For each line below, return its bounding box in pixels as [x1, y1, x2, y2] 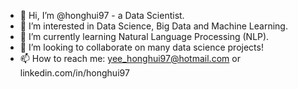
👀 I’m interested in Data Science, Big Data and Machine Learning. [19, 20, 288, 32]
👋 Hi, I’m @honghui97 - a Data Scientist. [19, 10, 185, 21]
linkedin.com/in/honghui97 [19, 67, 130, 79]
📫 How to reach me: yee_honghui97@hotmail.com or [19, 53, 241, 64]
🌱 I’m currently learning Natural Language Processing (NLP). [19, 31, 270, 42]
